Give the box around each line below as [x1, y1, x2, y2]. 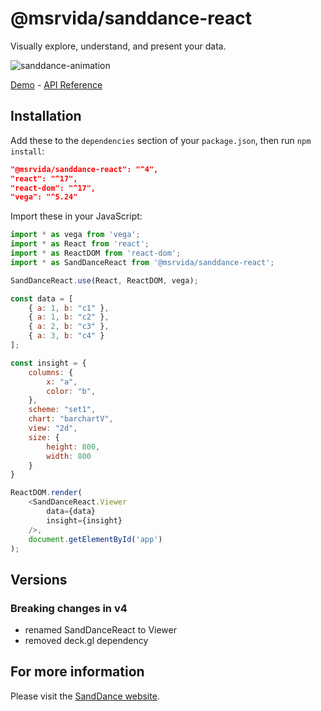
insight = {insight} [46, 515, 123, 526]
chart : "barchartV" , [28, 414, 114, 424]
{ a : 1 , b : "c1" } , [28, 303, 110, 313]
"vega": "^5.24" [10, 192, 78, 202]
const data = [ [10, 293, 74, 304]
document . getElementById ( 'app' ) [28, 534, 163, 544]
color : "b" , [46, 386, 97, 396]
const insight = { [10, 358, 87, 368]
